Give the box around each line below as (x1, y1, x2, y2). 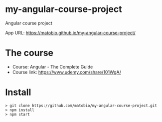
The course (5, 47, 54, 58)
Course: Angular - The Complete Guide (12, 63, 93, 69)
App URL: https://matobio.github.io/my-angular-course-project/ (5, 29, 136, 35)
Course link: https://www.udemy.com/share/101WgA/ (12, 69, 121, 75)
